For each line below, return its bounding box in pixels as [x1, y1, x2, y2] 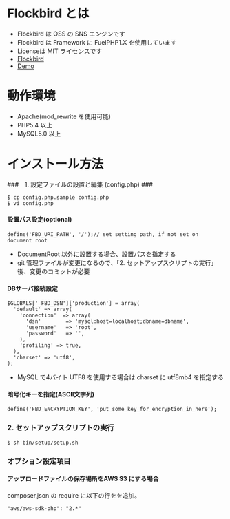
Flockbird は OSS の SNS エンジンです [17, 30, 125, 38]
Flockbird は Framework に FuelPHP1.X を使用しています [17, 38, 177, 46]
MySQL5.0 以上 [17, 129, 61, 138]
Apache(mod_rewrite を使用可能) [17, 112, 112, 120]
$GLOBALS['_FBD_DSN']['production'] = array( [7, 300, 140, 307]
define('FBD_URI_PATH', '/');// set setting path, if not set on [7, 231, 198, 238]
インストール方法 [7, 156, 104, 172]
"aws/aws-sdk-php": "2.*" [7, 505, 81, 512]
